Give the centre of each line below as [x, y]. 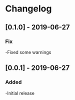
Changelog [28, 9]
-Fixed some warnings [28, 52]
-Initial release [20, 93]
